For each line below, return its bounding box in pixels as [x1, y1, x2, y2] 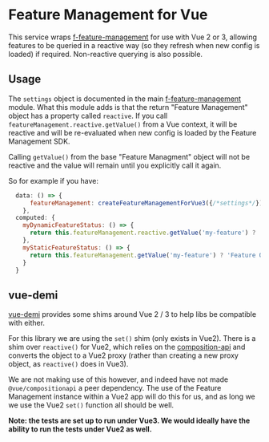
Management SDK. [8, 136, 70, 146]
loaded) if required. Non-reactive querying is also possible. [8, 49, 203, 59]
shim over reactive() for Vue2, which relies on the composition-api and [8, 343, 246, 352]
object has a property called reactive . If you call [8, 111, 168, 120]
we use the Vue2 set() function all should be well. [8, 400, 175, 410]
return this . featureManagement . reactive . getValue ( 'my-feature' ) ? [29, 229, 256, 237]
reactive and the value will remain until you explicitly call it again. [8, 160, 222, 170]
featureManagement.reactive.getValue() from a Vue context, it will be [8, 119, 238, 129]
